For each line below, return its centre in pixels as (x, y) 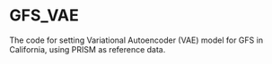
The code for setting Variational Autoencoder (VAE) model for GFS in (136, 40)
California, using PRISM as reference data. (88, 49)
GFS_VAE (44, 16)
